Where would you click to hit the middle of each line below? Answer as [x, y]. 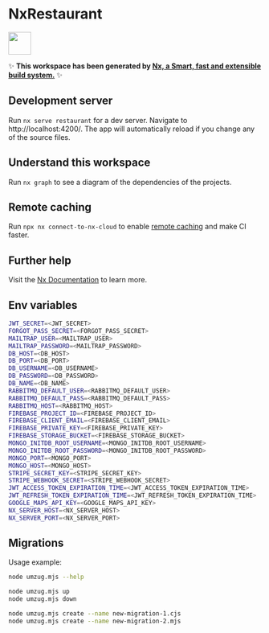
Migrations [36, 543]
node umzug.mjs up [39, 592]
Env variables [43, 305]
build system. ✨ [35, 75]
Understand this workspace [79, 163]
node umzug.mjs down [43, 599]
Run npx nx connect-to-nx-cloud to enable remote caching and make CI [127, 227]
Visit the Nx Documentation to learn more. [77, 280]
